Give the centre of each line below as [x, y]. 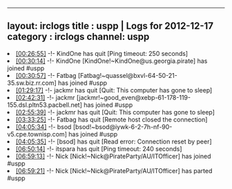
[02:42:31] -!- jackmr [46, 97]
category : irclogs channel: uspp [78, 37]
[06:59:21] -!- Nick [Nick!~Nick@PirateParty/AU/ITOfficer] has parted [114, 170]
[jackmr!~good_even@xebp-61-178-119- [134, 97]
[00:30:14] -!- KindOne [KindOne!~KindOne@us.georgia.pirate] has [112, 61]
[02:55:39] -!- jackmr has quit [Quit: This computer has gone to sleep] [116, 112]
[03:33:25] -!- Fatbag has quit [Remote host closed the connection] [112, 119]
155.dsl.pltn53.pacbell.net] [45, 105]
